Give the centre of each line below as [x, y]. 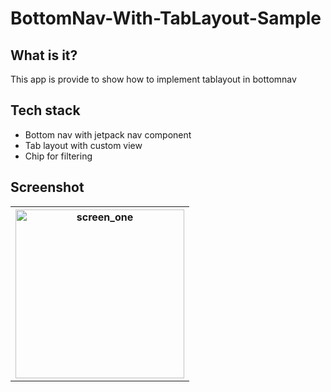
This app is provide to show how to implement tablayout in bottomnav [153, 79]
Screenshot [47, 187]
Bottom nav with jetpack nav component [108, 134]
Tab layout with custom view [83, 145]
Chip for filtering [58, 156]
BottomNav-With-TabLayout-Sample [166, 18]
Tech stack [45, 110]
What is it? [44, 55]
